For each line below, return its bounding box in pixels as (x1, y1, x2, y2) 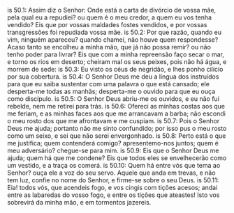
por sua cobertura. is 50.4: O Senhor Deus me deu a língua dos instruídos (7, 72, 219, 81)
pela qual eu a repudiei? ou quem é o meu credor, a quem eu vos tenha (7, 13, 212, 22)
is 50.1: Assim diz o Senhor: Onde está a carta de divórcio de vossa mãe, (7, 6, 217, 14)
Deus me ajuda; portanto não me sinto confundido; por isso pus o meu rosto (7, 125, 227, 132)
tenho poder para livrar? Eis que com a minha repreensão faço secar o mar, (7, 50, 225, 58)
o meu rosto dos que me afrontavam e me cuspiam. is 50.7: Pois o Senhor (7, 117, 220, 125)
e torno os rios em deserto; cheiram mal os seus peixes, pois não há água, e (7, 58, 227, 65)
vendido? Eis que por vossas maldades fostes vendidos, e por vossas (7, 21, 207, 29)
